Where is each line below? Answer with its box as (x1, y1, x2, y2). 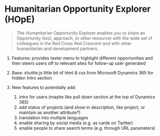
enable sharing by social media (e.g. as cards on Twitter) (19, 120, 133, 126)
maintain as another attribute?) (19, 109, 81, 115)
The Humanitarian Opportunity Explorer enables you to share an (16, 30, 145, 36)
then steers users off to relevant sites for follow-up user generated (11, 60, 146, 66)
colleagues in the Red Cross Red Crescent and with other (16, 40, 132, 46)
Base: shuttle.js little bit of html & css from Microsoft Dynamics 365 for (11, 69, 154, 75)
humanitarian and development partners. (16, 45, 99, 51)
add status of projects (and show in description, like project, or (19, 104, 145, 110)
